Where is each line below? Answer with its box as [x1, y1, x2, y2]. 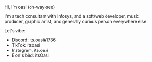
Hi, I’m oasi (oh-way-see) [4, 4, 55, 10]
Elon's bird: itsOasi [11, 52, 49, 58]
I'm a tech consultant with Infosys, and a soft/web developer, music [4, 13, 139, 19]
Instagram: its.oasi [11, 48, 49, 53]
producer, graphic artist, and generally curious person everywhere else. [4, 19, 148, 24]
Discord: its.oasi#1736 [11, 37, 56, 43]
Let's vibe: [4, 28, 26, 33]
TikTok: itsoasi [11, 42, 41, 48]
